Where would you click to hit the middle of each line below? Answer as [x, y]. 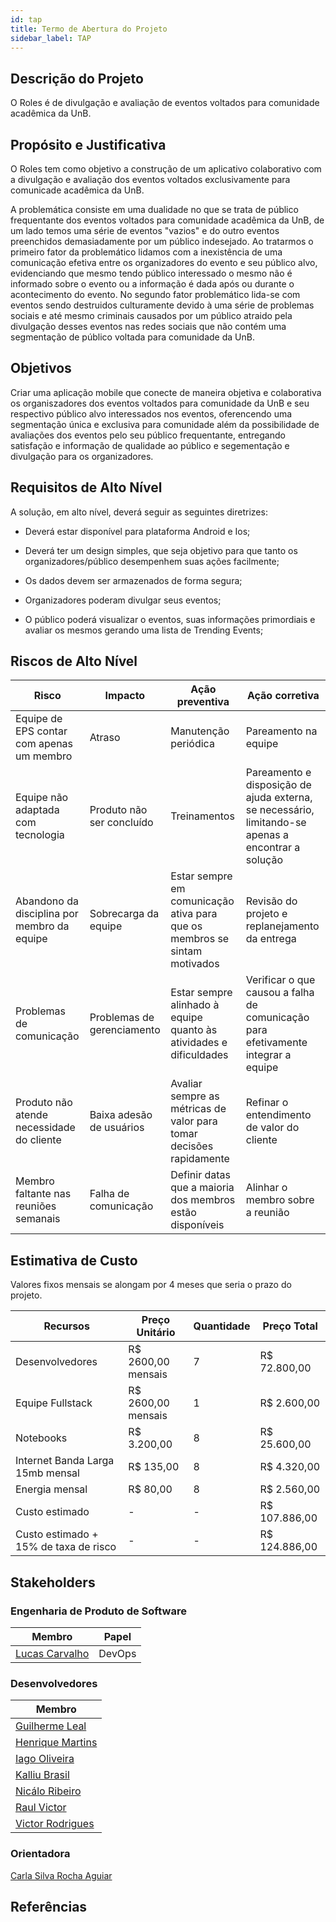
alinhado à [195, 1005]
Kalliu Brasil [42, 1775]
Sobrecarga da [124, 914]
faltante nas [43, 1194]
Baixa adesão [121, 1115]
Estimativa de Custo [74, 1260]
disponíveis [197, 1225]
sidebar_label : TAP [51, 38]
